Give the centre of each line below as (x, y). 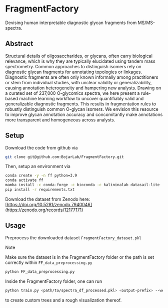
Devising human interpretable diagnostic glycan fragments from (71, 23)
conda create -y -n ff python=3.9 (41, 176)
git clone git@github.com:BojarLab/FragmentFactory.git (64, 157)
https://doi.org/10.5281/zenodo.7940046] (49, 204)
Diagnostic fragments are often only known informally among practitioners (82, 77)
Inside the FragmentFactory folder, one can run (54, 281)
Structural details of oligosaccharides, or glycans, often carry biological (79, 56)
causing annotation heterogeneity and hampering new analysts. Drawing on (83, 88)
